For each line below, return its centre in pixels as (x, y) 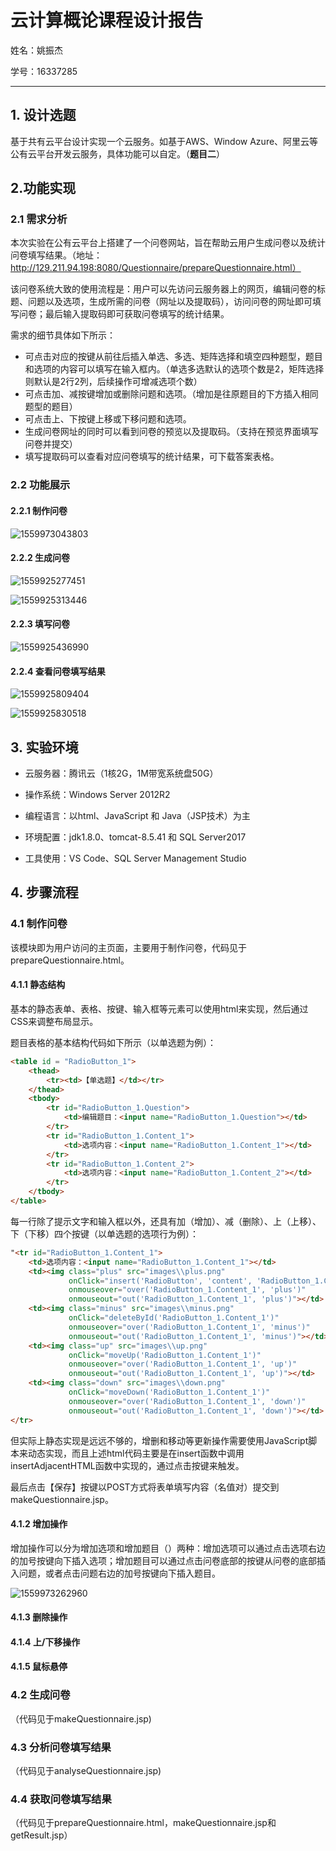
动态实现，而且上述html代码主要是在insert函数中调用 (136, 1453)
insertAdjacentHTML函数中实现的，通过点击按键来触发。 (127, 1465)
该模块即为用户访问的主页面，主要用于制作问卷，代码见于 (128, 947)
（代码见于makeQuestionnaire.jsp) (81, 1718)
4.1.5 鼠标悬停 (39, 1667)
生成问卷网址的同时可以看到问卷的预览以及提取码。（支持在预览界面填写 (171, 432)
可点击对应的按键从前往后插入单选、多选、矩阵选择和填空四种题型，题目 (173, 357)
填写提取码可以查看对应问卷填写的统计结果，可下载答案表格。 (152, 457)
